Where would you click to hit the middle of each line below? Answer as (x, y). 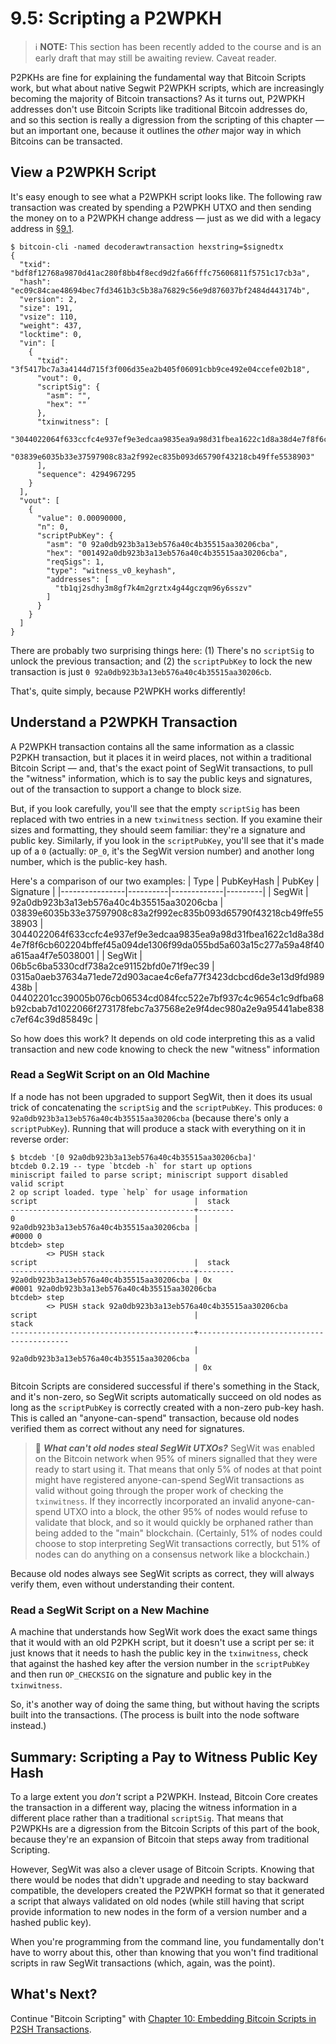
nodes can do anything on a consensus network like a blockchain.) (172, 1554)
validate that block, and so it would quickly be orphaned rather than (174, 1522)
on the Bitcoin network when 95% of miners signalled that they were (176, 1458)
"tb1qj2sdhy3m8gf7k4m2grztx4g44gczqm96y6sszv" (153, 588)
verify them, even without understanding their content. (122, 1584)
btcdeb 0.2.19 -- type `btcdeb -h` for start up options (131, 1166)
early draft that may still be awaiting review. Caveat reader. (155, 58)
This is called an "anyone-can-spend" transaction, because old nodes (155, 1418)
